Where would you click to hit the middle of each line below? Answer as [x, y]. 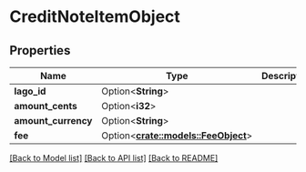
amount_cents [46, 106]
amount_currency [53, 121]
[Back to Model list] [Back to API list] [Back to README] [114, 158]
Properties [40, 51]
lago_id [30, 91]
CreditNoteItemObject [95, 17]
